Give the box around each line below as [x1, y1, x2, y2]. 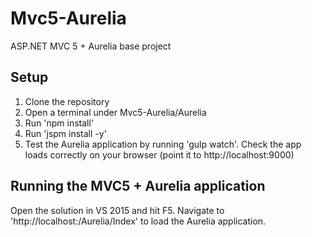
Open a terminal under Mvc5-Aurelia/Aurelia [24, 106, 207, 118]
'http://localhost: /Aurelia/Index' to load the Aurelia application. [10, 215, 267, 227]
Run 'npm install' [24, 117, 95, 129]
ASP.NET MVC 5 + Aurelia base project [10, 40, 172, 52]
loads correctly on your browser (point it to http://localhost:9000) [24, 148, 295, 161]
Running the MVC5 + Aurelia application [10, 178, 266, 195]
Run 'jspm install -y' [24, 127, 107, 139]
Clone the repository [24, 95, 110, 107]
